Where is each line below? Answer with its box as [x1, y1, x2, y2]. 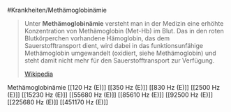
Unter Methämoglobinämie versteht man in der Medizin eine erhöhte [24, 19, 224, 27]
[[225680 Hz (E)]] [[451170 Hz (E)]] [7, 98, 108, 106]
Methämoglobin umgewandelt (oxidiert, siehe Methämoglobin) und [24, 49, 216, 57]
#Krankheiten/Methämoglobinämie [7, 6, 107, 14]
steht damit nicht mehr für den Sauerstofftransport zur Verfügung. [24, 56, 215, 65]
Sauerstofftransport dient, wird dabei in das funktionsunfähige [24, 42, 204, 49]
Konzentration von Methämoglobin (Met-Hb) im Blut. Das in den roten [24, 27, 225, 35]
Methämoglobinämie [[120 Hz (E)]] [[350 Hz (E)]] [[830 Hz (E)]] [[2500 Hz [7, 83, 221, 91]
